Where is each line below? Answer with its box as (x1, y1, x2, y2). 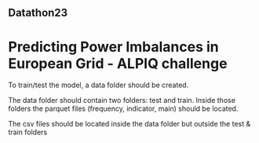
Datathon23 (8, 6, 68, 20)
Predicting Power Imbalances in (8, 38, 220, 56)
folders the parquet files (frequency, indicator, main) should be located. (8, 104, 239, 113)
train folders (8, 127, 48, 137)
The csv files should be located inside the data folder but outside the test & (8, 119, 251, 129)
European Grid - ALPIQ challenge (8, 54, 228, 72)
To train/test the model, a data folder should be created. (8, 80, 189, 90)
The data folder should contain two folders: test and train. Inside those (8, 96, 235, 105)
